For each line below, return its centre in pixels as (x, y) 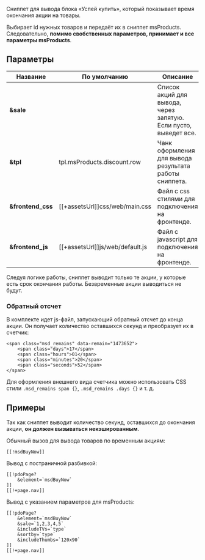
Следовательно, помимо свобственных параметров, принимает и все (100, 34)
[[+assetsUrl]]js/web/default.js (103, 247)
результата (174, 166)
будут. (14, 290)
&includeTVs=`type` (42, 529)
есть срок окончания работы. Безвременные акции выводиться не (94, 283)
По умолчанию (105, 77)
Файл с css (174, 191)
